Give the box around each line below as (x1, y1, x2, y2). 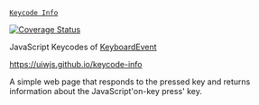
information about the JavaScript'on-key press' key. (9, 86, 203, 96)
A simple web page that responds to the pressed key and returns (9, 76, 251, 87)
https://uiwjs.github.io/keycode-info (9, 59, 143, 69)
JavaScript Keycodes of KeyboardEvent (9, 41, 157, 52)
